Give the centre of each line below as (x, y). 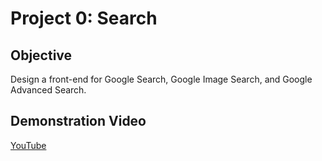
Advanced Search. (48, 90)
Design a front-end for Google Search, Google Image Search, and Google (161, 79)
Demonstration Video (78, 121)
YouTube (28, 145)
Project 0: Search (84, 18)
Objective (41, 55)
